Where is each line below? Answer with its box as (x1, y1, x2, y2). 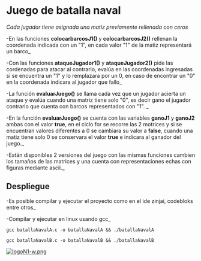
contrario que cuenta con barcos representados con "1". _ (6, 102, 149, 110)
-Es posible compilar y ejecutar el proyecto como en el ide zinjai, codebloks (6, 197, 193, 204)
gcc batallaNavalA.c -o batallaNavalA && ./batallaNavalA (6, 227, 154, 233)
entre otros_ (6, 204, 36, 211)
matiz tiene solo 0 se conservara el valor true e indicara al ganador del (6, 133, 181, 141)
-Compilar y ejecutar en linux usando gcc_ (6, 215, 111, 222)
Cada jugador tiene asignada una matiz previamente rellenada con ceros (6, 23, 188, 31)
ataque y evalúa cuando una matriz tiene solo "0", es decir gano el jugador (6, 96, 191, 104)
